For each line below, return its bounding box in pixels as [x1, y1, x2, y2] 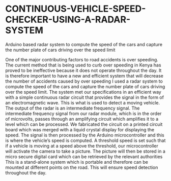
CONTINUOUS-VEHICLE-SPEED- [5, 3, 146, 15]
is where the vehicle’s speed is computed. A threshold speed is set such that [5, 137, 166, 143]
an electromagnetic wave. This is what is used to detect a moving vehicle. [5, 99, 160, 105]
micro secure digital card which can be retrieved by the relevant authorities [5, 153, 163, 160]
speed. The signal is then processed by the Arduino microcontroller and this [5, 132, 164, 138]
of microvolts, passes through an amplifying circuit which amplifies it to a [5, 116, 159, 122]
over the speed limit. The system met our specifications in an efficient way [5, 89, 161, 95]
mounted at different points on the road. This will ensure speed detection [5, 164, 158, 170]
